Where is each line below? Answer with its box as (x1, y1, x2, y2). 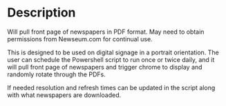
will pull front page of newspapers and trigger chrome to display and (7, 63, 203, 71)
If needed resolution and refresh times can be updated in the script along (7, 83, 216, 92)
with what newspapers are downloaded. (7, 91, 122, 99)
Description (7, 5, 76, 21)
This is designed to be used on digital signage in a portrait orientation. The (7, 48, 219, 56)
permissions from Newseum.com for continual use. (7, 34, 153, 43)
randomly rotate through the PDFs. (7, 70, 106, 78)
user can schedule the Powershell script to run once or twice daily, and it (7, 55, 215, 63)
